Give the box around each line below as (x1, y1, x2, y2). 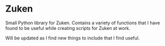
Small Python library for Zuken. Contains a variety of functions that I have (5, 20, 160, 26)
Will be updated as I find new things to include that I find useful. (5, 35, 140, 41)
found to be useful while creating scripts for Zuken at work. (5, 25, 131, 31)
